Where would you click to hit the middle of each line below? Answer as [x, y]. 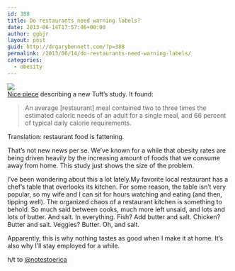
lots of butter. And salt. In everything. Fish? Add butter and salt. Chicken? [114, 216]
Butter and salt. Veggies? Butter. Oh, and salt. [74, 224]
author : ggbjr [28, 34]
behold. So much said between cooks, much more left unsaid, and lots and [116, 209]
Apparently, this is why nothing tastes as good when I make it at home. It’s [115, 238]
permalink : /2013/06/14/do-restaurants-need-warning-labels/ [99, 54]
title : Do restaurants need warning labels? [74, 21]
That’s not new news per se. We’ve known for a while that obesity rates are [117, 150]
